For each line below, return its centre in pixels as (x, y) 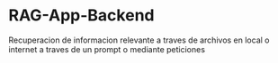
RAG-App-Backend (81, 16)
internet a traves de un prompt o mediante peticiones (107, 49)
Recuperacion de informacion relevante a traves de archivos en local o (139, 40)
